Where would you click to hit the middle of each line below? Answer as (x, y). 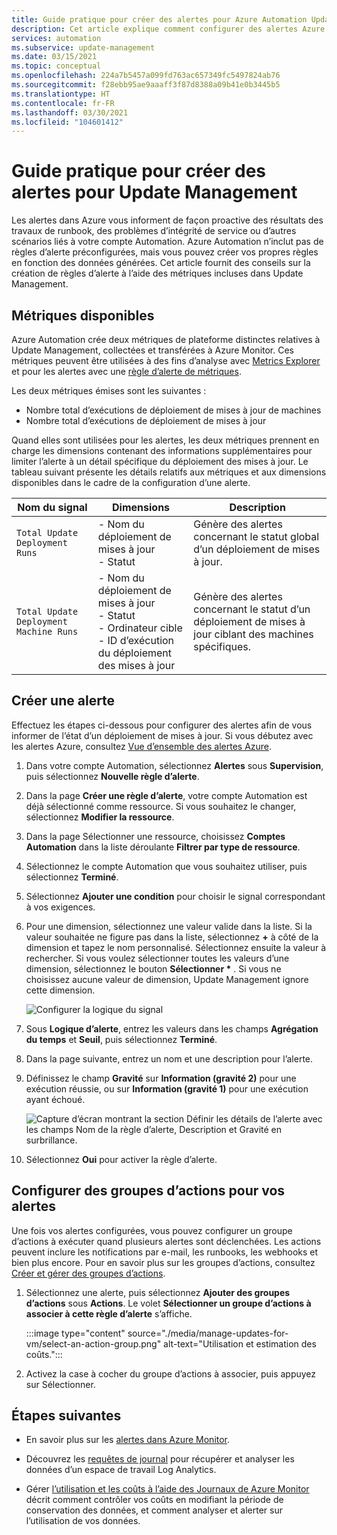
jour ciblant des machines (253, 634)
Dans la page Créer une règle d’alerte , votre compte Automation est (166, 795)
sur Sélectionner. (60, 1384)
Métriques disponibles (83, 315)
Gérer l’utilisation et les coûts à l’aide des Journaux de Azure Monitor (167, 1489)
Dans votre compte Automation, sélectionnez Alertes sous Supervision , (174, 765)
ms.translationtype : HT (61, 94)
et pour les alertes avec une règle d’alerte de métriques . (126, 371)
